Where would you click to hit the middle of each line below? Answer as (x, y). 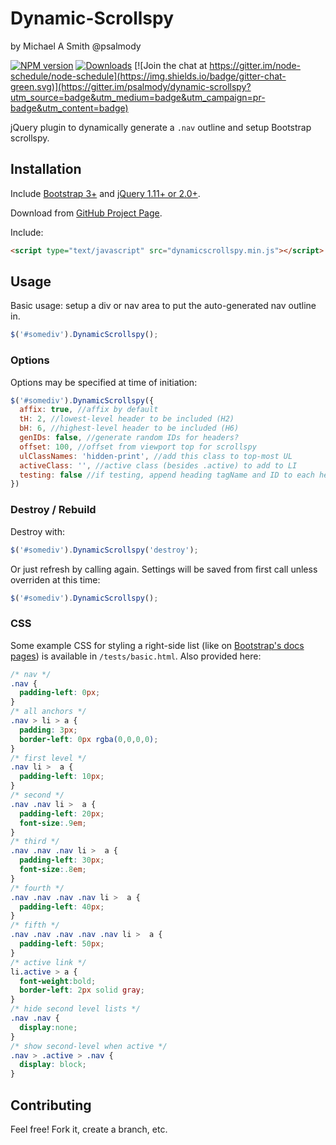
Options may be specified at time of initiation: (104, 382)
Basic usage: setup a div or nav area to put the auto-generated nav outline (163, 306)
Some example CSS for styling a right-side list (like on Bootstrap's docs (157, 645)
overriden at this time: (55, 579)
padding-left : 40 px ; (62, 907)
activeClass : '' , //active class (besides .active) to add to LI (158, 465)
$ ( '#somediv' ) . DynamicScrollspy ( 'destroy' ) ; (104, 550)
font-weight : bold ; (58, 981)
